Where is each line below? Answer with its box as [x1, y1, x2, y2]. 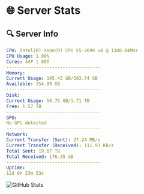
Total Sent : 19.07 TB [6, 148, 61, 154]
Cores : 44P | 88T [6, 58, 50, 65]
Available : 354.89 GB [6, 81, 61, 87]
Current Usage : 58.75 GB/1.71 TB [6, 97, 90, 104]
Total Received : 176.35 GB [6, 154, 74, 160]
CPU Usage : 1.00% [6, 53, 50, 59]
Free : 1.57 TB [6, 103, 42, 109]
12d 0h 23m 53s [6, 171, 44, 177]
